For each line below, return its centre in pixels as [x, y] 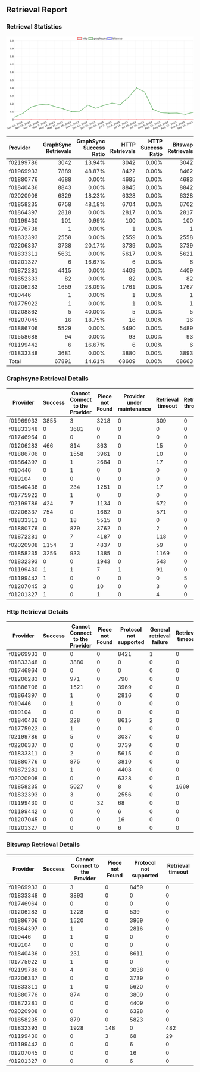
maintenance [134, 409]
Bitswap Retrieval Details [43, 845]
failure [160, 642]
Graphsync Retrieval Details [47, 379]
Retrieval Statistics [34, 27]
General [160, 630]
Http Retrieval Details [37, 611]
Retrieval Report [37, 10]
